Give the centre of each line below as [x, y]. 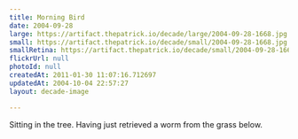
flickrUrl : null [39, 58]
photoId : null [35, 67]
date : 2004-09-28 [41, 26]
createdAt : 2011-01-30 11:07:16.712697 [83, 75]
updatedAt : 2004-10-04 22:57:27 [69, 83]
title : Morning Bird [47, 17]
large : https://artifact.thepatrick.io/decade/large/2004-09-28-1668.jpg [149, 34]
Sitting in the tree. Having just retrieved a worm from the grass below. [136, 124]
